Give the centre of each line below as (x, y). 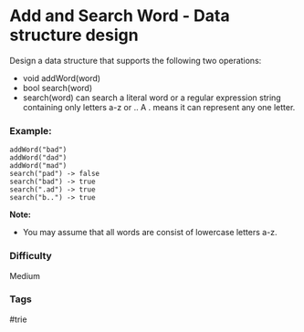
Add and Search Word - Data (120, 16)
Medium (25, 275)
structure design (74, 35)
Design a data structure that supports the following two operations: (136, 60)
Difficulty (31, 256)
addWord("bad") (38, 150)
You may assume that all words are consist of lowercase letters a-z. (150, 233)
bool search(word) (58, 88)
